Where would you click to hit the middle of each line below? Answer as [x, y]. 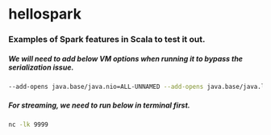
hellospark [45, 14]
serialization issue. [41, 67]
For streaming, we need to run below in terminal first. [100, 105]
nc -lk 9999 [28, 124]
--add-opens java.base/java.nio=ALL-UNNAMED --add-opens [106, 87]
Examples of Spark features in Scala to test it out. [107, 40]
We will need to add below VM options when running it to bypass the [126, 58]
